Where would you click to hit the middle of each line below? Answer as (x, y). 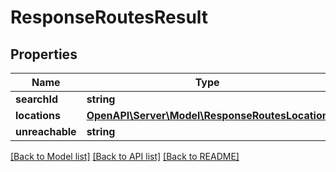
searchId (37, 99)
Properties (44, 54)
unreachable (46, 131)
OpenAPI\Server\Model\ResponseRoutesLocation (207, 115)
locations (38, 115)
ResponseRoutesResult (109, 17)
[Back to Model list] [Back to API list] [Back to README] (125, 156)
